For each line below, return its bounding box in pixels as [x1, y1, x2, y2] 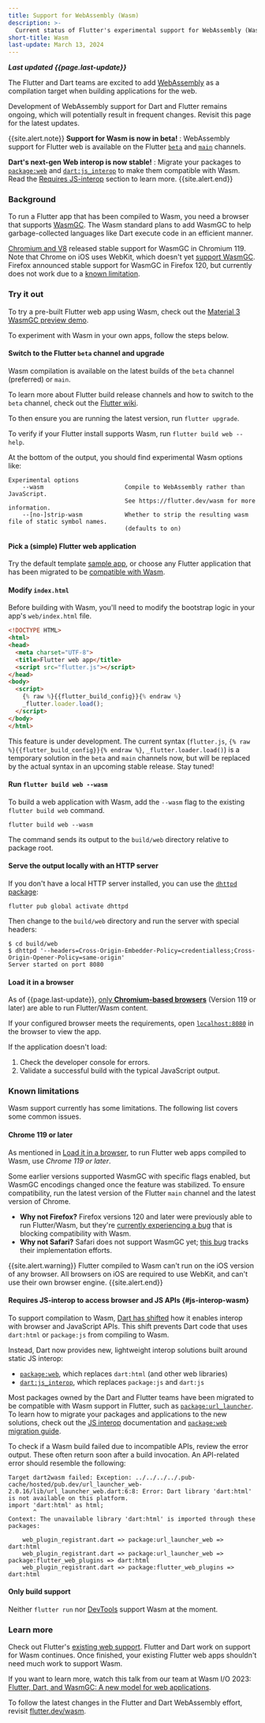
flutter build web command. [8, 805, 105, 814]
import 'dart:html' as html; [8, 1501, 104, 1509]
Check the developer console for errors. [19, 1058, 151, 1067]
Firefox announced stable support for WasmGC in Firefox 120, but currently [8, 261, 252, 270]
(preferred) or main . [8, 374, 71, 384]
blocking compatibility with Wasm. [19, 1228, 132, 1238]
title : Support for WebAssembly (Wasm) [8, 11, 140, 20]
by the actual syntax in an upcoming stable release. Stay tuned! [8, 762, 215, 771]
